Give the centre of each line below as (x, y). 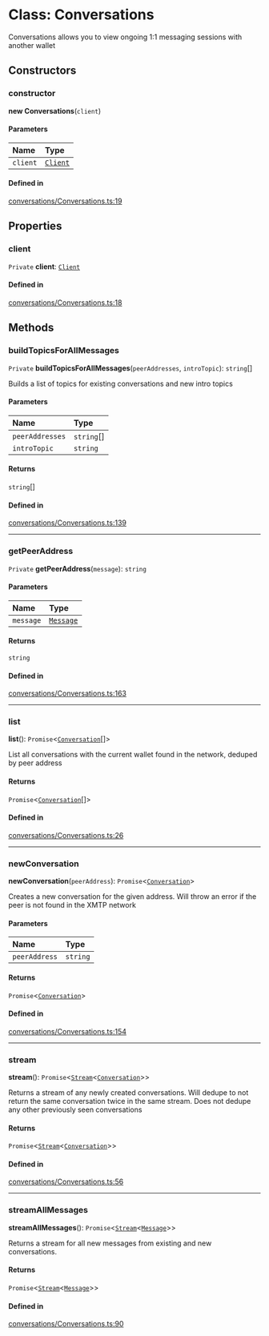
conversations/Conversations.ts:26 (66, 835)
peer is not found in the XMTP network (72, 905)
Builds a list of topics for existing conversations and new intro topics (121, 383)
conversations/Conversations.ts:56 (66, 1182)
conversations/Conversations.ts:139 (67, 523)
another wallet (32, 45)
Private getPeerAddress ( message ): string (77, 568)
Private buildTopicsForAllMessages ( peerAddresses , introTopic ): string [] (130, 368)
